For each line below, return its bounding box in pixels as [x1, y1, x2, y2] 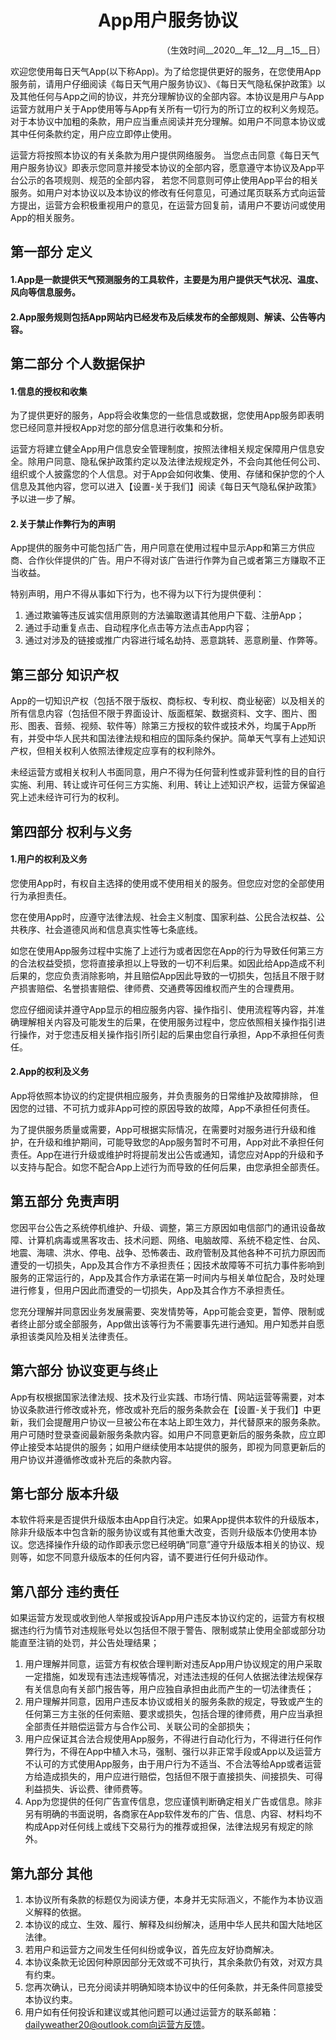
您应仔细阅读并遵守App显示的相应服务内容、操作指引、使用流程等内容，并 [10, 1003, 317, 1015]
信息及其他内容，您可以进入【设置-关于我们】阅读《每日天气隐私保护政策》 [10, 481, 322, 493]
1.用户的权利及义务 [10, 853, 88, 865]
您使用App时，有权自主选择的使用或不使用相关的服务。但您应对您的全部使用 [10, 877, 325, 889]
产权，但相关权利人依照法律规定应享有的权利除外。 [10, 745, 221, 757]
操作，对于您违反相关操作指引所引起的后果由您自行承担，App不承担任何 [18, 1028, 317, 1040]
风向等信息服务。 [10, 286, 81, 298]
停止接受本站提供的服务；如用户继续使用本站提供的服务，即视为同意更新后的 [10, 1441, 326, 1453]
